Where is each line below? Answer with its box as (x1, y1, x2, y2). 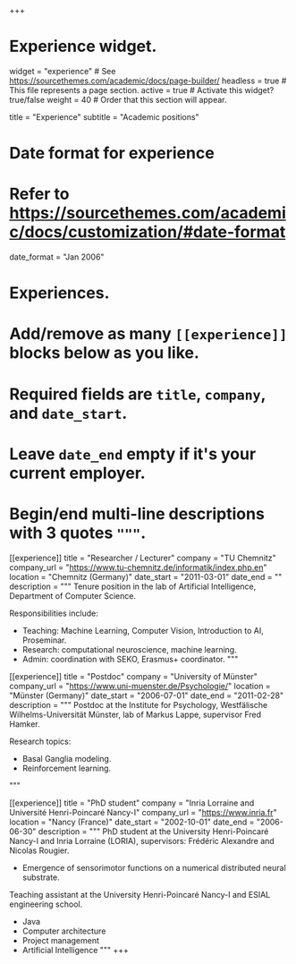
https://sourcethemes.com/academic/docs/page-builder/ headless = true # (9, 75, 287, 86)
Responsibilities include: (9, 608, 98, 618)
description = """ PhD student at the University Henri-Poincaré (38, 825, 269, 837)
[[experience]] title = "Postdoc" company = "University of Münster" (9, 670, 258, 681)
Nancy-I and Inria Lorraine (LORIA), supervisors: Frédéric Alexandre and (9, 835, 275, 846)
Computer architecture (21, 926, 106, 936)
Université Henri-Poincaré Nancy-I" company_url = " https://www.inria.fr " (9, 806, 277, 817)
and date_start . (9, 403, 128, 423)
